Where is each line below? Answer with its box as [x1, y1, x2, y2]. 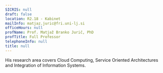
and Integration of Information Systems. [5, 62, 86, 68]
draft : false [5, 12, 32, 17]
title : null [5, 44, 30, 49]
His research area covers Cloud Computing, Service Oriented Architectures [5, 57, 159, 63]
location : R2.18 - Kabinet [5, 16, 61, 21]
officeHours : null [5, 25, 43, 30]
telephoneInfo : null [5, 39, 48, 44]
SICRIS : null [5, 7, 32, 12]
